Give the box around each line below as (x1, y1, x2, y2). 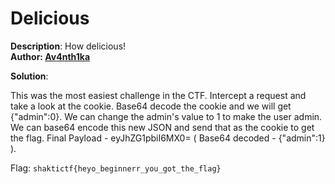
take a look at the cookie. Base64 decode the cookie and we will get (10, 100, 292, 112)
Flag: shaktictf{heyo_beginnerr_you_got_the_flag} (10, 162, 222, 174)
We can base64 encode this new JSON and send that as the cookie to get (10, 121, 315, 133)
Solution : (10, 70, 49, 82)
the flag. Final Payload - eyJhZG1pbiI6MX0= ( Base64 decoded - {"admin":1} (10, 132, 326, 144)
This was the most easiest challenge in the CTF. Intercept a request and (10, 89, 307, 101)
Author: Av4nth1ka (10, 50, 91, 62)
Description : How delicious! (10, 40, 127, 52)
